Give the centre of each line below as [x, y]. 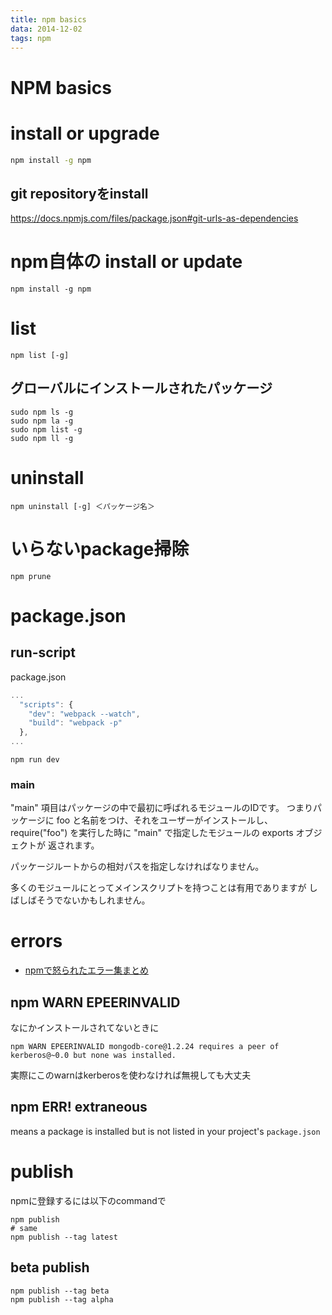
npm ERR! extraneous [79, 1107]
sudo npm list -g [46, 429]
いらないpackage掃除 [100, 549]
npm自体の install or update [126, 262]
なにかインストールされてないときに [85, 1028]
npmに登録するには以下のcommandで [88, 1200]
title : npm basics [48, 19]
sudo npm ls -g [42, 412]
